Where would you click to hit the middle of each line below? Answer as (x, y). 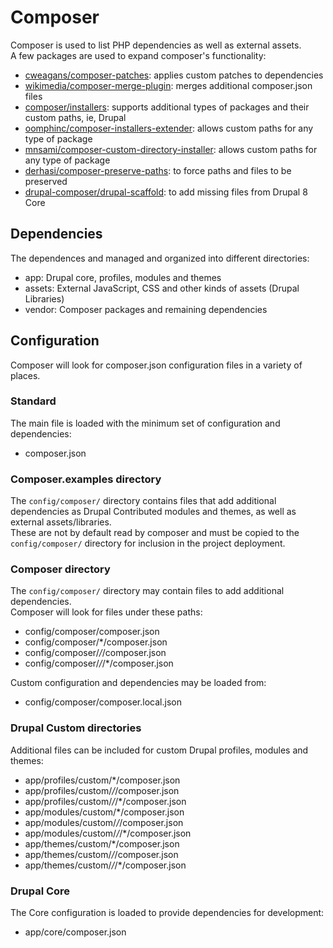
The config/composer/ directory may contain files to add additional (147, 591)
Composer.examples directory (86, 479)
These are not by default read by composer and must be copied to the (155, 533)
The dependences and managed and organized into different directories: (160, 258)
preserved (46, 181)
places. (25, 375)
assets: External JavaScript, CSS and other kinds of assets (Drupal (162, 288)
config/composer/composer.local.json (103, 702)
